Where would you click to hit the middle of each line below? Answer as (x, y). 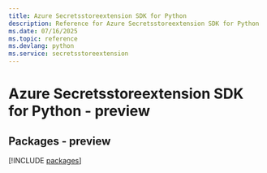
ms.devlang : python (41, 46)
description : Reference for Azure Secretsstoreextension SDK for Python (134, 24)
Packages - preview (60, 141)
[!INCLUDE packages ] (45, 160)
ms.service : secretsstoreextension (69, 54)
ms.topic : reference (43, 39)
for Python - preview (79, 111)
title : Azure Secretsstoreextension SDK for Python (97, 16)
